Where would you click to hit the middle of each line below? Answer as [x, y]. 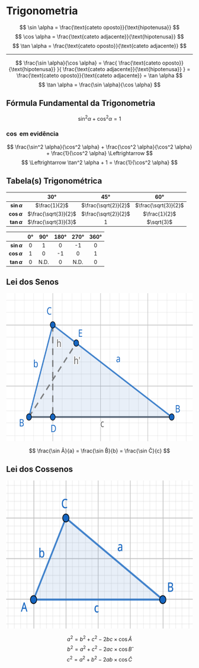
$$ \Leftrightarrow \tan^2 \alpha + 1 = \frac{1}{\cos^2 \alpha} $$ [99, 162]
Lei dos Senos [33, 282]
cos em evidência [33, 134]
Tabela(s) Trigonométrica [54, 181]
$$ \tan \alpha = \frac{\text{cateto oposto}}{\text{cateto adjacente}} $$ [99, 46]
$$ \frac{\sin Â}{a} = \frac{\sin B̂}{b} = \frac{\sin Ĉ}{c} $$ [99, 451]
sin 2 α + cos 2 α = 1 [99, 118]
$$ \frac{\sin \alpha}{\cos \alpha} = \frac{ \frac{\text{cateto [88, 63]
